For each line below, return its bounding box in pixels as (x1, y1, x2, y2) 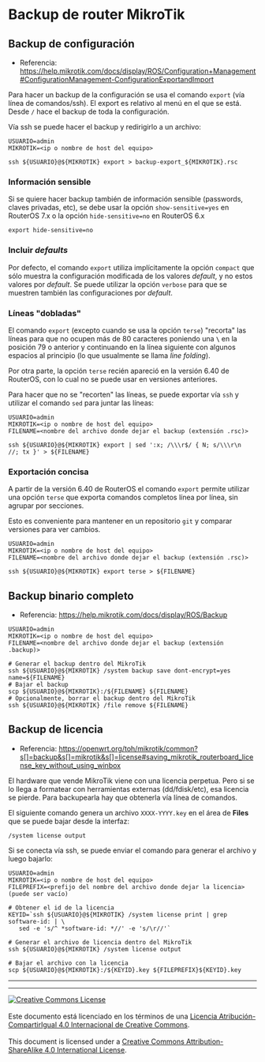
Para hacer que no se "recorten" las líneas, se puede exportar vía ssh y (8, 390, 239, 399)
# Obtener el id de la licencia (8, 903, 114, 912)
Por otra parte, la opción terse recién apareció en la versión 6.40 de (8, 366, 230, 375)
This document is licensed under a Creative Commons (8, 1037, 185, 1046)
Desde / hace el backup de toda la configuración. (8, 107, 170, 116)
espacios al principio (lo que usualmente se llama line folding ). (8, 350, 211, 360)
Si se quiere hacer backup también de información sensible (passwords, (8, 194, 243, 204)
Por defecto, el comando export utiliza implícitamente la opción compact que (8, 262, 255, 272)
